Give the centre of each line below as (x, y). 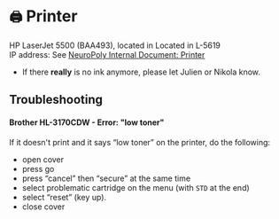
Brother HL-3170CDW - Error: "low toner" (87, 122)
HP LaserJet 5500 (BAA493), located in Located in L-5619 (115, 45)
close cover (43, 207)
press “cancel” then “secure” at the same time (106, 178)
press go (38, 168)
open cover (43, 159)
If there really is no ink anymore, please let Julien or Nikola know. (141, 72)
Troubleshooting (56, 100)
